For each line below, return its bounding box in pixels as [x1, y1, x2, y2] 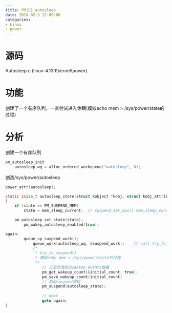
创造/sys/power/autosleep [5, 174, 60, 180]
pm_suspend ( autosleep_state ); [41, 284, 106, 289]
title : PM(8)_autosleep [5, 7, 56, 13]
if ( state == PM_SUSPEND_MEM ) [14, 203, 79, 208]
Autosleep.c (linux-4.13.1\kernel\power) [5, 68, 88, 74]
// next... [41, 294, 66, 299]
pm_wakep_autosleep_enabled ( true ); [24, 222, 100, 227]
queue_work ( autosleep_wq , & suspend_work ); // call [32, 241, 150, 246]
